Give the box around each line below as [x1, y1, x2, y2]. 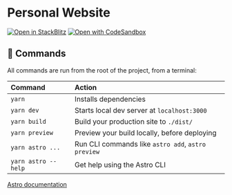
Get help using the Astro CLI [75, 160, 166, 169]
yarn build [10, 118, 46, 125]
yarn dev [10, 106, 39, 114]
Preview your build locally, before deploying [75, 128, 217, 138]
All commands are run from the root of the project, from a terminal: [7, 66, 197, 74]
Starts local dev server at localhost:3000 [75, 105, 207, 115]
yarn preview [10, 129, 54, 136]
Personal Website [7, 5, 110, 21]
